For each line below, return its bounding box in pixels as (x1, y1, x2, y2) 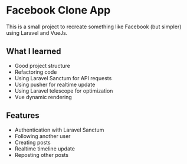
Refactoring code (14, 68, 57, 76)
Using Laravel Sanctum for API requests (14, 74, 112, 81)
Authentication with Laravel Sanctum (14, 126, 104, 133)
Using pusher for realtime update (14, 81, 96, 88)
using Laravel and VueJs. (6, 29, 68, 36)
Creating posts (14, 139, 51, 146)
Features (6, 110, 40, 121)
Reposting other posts (14, 151, 69, 158)
